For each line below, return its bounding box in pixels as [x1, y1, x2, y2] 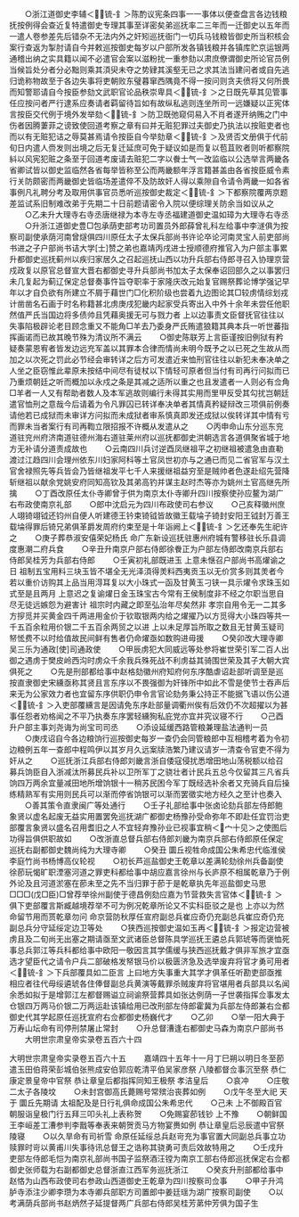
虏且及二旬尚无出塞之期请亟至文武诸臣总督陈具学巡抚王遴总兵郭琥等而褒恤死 [9, 933, 290, 944]
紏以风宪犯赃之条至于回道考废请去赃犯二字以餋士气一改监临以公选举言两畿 [9, 153, 282, 164]
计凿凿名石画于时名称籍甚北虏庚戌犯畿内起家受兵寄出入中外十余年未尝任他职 [9, 299, 290, 308]
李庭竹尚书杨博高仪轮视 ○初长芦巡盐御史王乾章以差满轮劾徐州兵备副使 [9, 856, 284, 866]
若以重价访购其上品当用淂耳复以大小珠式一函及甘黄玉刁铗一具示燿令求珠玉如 [9, 577, 290, 588]
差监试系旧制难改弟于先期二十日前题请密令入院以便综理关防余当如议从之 [9, 198, 274, 209]
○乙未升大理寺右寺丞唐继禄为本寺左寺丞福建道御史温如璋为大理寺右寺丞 [24, 210, 289, 219]
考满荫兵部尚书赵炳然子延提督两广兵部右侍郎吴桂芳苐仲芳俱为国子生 [9, 1198, 259, 1208]
